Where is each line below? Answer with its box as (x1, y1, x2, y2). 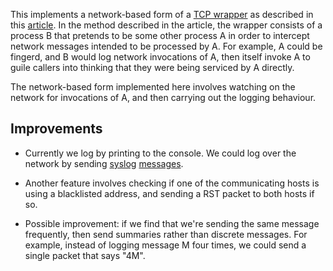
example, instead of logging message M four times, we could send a (24, 239, 307, 251)
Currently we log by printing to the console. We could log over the (24, 147, 297, 159)
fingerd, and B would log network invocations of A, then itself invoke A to (10, 51, 311, 63)
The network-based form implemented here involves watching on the (10, 81, 296, 93)
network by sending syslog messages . (24, 157, 184, 169)
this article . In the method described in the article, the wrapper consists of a (10, 19, 323, 31)
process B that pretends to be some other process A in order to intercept (10, 30, 310, 41)
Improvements (10, 120, 103, 138)
